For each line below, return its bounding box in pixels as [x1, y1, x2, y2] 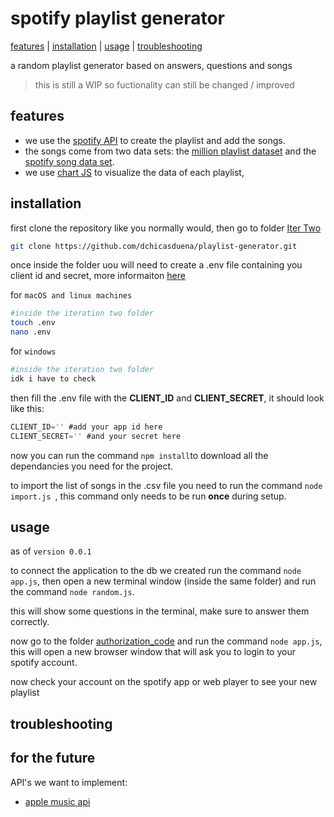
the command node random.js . [10, 586, 135, 598]
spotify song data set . [24, 155, 115, 167]
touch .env [10, 318, 56, 328]
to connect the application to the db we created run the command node [10, 565, 302, 577]
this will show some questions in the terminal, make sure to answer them [10, 605, 310, 617]
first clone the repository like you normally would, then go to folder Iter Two [10, 222, 322, 234]
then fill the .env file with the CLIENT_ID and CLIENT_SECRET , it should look [10, 392, 325, 404]
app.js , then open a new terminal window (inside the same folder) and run [10, 575, 317, 587]
